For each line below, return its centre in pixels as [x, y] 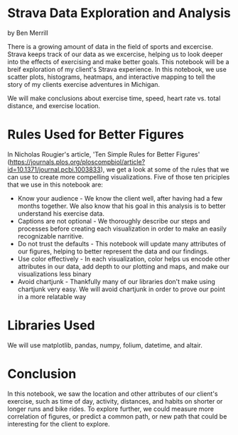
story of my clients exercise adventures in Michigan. [84, 84]
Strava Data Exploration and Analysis [119, 13]
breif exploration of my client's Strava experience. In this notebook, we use [117, 69]
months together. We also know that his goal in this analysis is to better [121, 206]
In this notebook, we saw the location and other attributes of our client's [113, 394]
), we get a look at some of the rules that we [165, 169]
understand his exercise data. [61, 213]
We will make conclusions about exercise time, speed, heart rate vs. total [114, 98]
